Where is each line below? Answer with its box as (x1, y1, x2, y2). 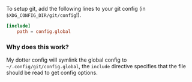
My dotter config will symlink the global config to (6, 56, 127, 63)
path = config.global (17, 28, 71, 35)
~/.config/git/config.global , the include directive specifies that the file (6, 63, 187, 70)
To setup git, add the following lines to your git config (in (6, 5, 146, 12)
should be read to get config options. (6, 69, 98, 77)
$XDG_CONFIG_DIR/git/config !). (6, 11, 82, 19)
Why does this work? (6, 42, 69, 51)
